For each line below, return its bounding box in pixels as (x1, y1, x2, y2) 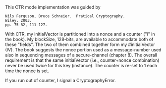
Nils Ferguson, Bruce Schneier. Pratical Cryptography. (5, 14, 125, 19)
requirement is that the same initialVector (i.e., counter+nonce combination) (5, 57, 160, 63)
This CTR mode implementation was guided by (5, 4, 101, 10)
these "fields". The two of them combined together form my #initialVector (5, 42, 155, 47)
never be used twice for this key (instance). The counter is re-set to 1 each (5, 63, 158, 68)
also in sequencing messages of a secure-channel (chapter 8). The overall (5, 52, 158, 58)
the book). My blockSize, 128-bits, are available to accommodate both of (5, 37, 154, 42)
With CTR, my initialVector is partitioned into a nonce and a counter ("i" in (5, 31, 155, 37)
